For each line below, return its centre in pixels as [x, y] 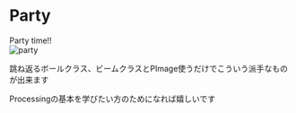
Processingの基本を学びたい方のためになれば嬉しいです [113, 99]
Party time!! [30, 40]
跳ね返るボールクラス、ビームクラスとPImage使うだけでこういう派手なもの [149, 68]
